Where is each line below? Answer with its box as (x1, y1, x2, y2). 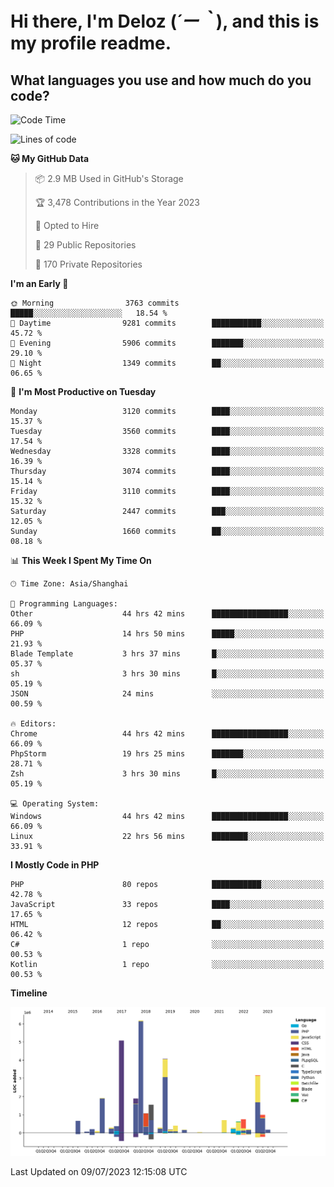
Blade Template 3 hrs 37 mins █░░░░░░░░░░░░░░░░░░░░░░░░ (10, 649, 325, 659)
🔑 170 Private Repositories (34, 258, 143, 270)
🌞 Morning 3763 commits (10, 298, 180, 308)
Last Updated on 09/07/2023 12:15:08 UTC (10, 1165, 188, 1177)
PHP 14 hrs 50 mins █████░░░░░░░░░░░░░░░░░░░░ (10, 629, 325, 639)
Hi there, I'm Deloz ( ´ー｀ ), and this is (10, 10, 320, 33)
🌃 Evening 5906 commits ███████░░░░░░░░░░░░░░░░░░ (10, 338, 325, 348)
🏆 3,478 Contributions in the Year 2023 (34, 197, 200, 208)
